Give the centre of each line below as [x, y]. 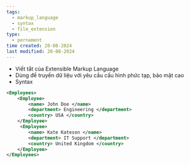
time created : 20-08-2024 [39, 46]
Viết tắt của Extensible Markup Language [67, 69]
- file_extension [34, 29]
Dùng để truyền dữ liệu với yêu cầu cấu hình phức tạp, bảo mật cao [100, 75]
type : [13, 35]
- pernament [27, 40]
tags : [13, 12]
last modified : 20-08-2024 [40, 52]
